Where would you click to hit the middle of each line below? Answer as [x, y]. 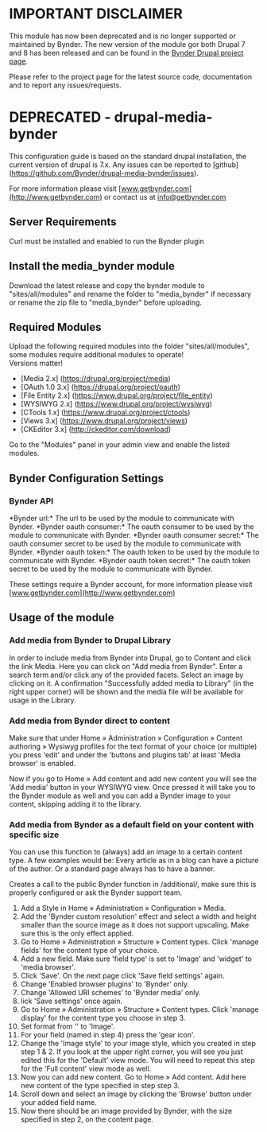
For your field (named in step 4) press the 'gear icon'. [108, 1035]
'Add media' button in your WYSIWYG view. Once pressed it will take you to [132, 787]
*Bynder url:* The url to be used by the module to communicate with [122, 518]
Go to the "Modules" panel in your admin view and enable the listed [119, 445]
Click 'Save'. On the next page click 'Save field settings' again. [122, 976]
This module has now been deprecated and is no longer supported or [123, 36]
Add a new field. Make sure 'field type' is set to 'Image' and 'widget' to [136, 959]
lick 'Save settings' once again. [71, 1001]
